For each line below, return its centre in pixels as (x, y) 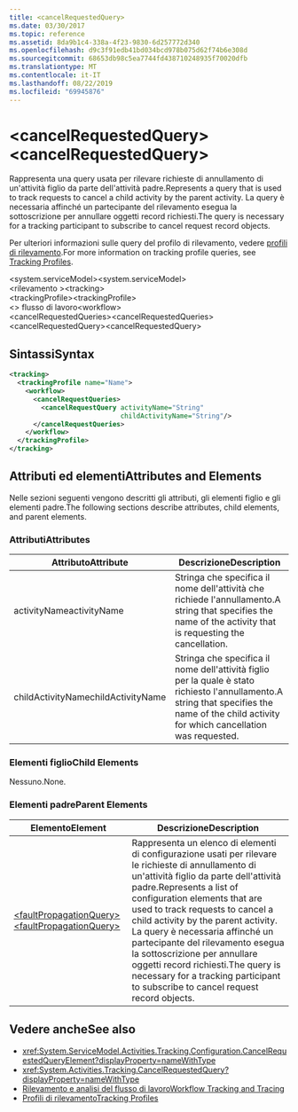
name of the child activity (227, 714)
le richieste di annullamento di (194, 865)
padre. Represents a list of (185, 887)
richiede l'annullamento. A (227, 599)
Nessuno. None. (38, 782)
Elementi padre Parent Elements (78, 805)
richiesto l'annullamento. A (229, 692)
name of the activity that (225, 622)
